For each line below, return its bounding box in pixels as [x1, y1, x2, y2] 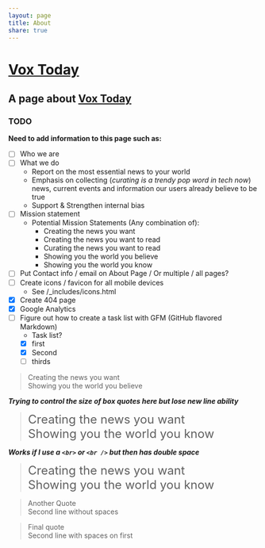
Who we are [19, 149, 60, 159]
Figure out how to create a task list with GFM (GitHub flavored [19, 312, 222, 322]
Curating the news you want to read [43, 243, 161, 253]
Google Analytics [19, 304, 76, 313]
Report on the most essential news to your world [31, 167, 190, 177]
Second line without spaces [27, 507, 119, 516]
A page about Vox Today [8, 92, 132, 105]
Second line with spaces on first [27, 531, 133, 540]
